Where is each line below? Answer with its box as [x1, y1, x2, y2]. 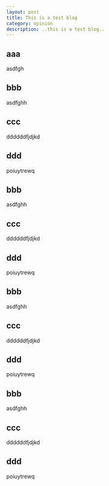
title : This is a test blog [6, 15, 78, 21]
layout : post [6, 9, 40, 15]
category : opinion [6, 20, 53, 26]
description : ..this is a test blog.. [6, 26, 105, 32]
